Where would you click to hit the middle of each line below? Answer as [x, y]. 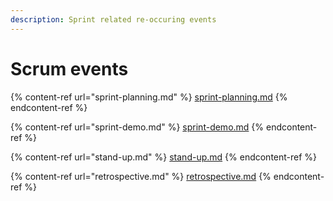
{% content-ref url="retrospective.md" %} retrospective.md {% [141, 176]
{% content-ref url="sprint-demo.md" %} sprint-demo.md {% [137, 127]
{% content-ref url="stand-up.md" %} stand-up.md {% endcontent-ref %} [164, 157]
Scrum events [69, 68]
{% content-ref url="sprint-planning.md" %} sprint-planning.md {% [149, 97]
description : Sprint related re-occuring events [113, 19]
